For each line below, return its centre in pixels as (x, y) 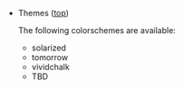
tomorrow (50, 57)
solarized (48, 48)
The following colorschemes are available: (97, 30)
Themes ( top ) (44, 13)
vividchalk (50, 67)
